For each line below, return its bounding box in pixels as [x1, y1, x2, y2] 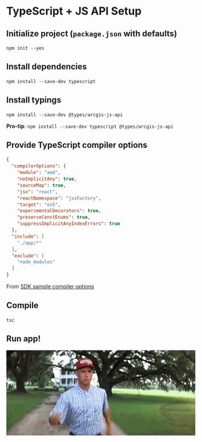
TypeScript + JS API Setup [6, 4, 142, 18]
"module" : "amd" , [17, 170, 61, 176]
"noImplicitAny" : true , [17, 176, 77, 182]
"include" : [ [11, 233, 45, 239]
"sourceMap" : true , [17, 182, 67, 189]
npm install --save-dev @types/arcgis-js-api [6, 112, 123, 118]
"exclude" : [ [11, 253, 45, 259]
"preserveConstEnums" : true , [17, 214, 91, 221]
